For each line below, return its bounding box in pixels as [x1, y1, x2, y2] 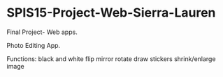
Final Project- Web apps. [6, 28, 78, 36]
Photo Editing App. [6, 41, 61, 49]
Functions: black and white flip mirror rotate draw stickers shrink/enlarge [6, 54, 216, 63]
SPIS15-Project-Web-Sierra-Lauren [6, 5, 216, 21]
